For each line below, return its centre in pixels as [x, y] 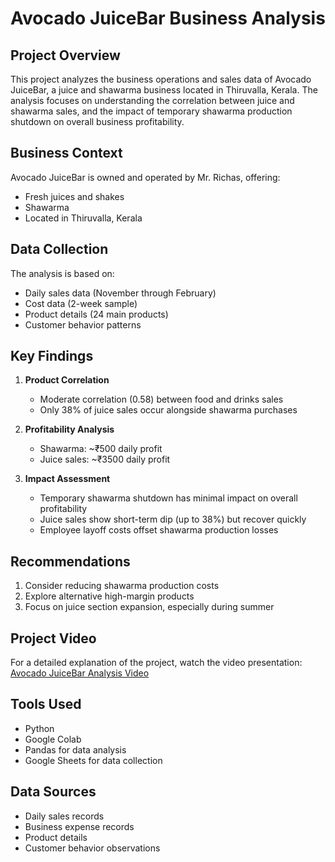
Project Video [53, 638]
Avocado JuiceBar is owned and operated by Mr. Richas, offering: [145, 177]
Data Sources [53, 792]
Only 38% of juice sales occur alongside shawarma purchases [168, 410]
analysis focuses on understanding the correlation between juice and [152, 100]
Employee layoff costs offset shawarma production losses [159, 530]
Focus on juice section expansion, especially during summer [149, 607]
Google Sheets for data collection [93, 760]
